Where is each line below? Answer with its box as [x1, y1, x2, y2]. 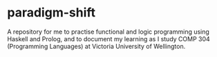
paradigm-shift [7, 5, 96, 21]
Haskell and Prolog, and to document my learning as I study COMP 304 [7, 34, 211, 43]
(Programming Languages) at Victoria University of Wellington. [7, 42, 186, 50]
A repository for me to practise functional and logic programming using [7, 27, 209, 36]
